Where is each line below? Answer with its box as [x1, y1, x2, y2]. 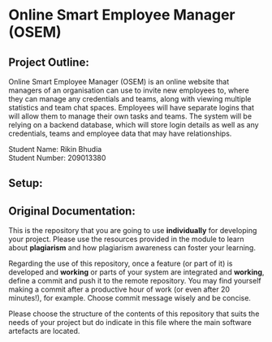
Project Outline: [8, 55, 89, 69]
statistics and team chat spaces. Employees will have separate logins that [8, 103, 254, 112]
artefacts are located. [8, 327, 80, 336]
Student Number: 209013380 [8, 153, 106, 162]
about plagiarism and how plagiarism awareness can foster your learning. [8, 243, 256, 253]
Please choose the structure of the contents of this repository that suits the [8, 309, 260, 318]
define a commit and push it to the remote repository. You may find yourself [8, 276, 261, 286]
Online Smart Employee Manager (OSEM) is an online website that [8, 77, 230, 86]
